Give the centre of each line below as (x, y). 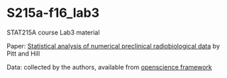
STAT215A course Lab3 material (53, 32)
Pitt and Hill (23, 53)
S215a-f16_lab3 (53, 13)
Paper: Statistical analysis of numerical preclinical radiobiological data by (113, 46)
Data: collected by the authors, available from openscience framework (109, 67)
